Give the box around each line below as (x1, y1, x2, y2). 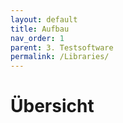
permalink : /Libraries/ (10, 52, 110, 62)
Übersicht (10, 95, 95, 118)
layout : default (10, 14, 78, 25)
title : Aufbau (10, 24, 70, 34)
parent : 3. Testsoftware (10, 42, 114, 53)
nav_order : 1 (10, 33, 65, 43)
